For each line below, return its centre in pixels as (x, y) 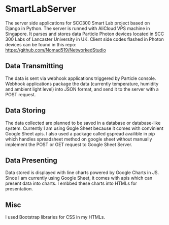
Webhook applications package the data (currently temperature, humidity (82, 83)
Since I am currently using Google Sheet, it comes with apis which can (79, 178)
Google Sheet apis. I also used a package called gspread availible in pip (80, 133)
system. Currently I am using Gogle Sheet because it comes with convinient (84, 128)
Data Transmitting (34, 66)
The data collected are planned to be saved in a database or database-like (83, 123)
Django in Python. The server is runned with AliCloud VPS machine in (78, 28)
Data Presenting (31, 160)
